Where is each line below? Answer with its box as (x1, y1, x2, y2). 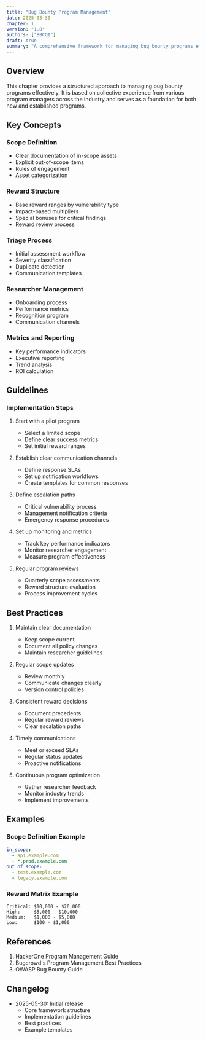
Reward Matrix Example (6, 889, 78, 898)
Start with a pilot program (15, 417, 80, 425)
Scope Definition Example (6, 833, 85, 841)
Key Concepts (6, 120, 61, 130)
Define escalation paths (15, 491, 75, 498)
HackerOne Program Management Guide (15, 953, 118, 960)
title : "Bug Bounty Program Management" (6, 9, 112, 15)
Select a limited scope (24, 429, 81, 437)
